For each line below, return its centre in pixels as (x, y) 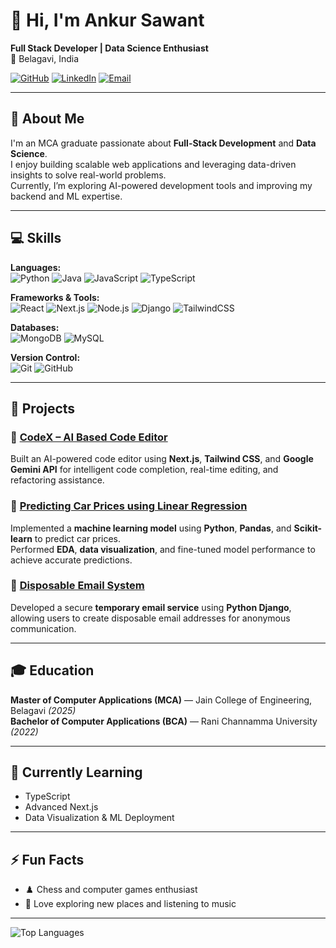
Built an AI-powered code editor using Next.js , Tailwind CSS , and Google (162, 459)
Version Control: (45, 357)
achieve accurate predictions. (71, 560)
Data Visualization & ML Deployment (99, 818)
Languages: (36, 267)
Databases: (35, 327)
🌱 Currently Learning (76, 772)
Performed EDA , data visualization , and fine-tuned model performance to (163, 549)
